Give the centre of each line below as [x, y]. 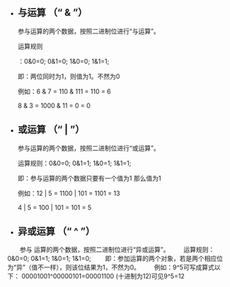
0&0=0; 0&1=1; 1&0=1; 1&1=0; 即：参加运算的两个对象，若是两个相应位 [115, 259]
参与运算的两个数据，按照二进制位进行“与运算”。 [89, 31]
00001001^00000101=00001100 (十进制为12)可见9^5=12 [103, 276]
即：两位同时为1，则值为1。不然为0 [69, 76]
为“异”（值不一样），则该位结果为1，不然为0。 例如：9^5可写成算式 [111, 267]
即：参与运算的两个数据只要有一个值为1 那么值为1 [89, 178]
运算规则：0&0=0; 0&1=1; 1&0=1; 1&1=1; [74, 163]
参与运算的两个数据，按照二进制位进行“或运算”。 [89, 148]
